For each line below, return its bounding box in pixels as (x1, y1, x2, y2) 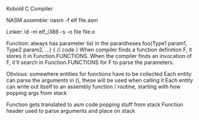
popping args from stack (6, 90, 67, 96)
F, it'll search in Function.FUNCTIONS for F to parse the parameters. (6, 59, 174, 66)
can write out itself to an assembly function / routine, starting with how (6, 83, 181, 90)
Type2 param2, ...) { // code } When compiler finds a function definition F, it (6, 46, 192, 53)
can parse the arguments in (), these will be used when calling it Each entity (6, 77, 194, 84)
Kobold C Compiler (6, 5, 53, 12)
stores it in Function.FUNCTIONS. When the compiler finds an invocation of (6, 53, 192, 59)
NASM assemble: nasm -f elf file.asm (6, 17, 98, 23)
